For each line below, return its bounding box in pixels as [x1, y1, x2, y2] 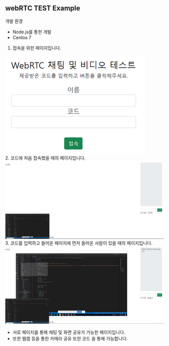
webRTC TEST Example [5, 4, 80, 13]
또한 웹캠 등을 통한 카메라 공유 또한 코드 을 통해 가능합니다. [12, 335, 128, 341]
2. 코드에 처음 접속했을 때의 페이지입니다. [5, 155, 86, 161]
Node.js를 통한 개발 [12, 29, 52, 35]
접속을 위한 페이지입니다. [12, 45, 61, 51]
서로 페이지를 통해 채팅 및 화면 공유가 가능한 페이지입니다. [12, 329, 126, 335]
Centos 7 [12, 34, 32, 40]
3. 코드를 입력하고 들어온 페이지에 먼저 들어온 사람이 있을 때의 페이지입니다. [5, 240, 152, 246]
